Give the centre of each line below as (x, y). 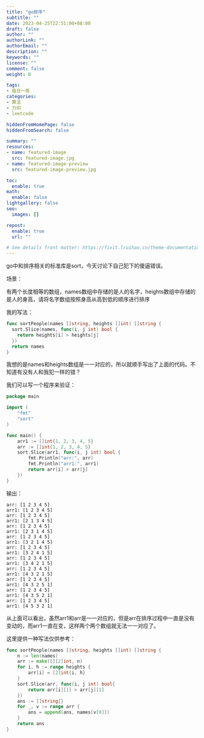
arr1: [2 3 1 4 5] (29, 531)
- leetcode (20, 113)
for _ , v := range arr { (49, 707)
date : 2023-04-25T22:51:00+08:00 (49, 23)
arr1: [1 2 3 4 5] (29, 510)
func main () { (24, 435)
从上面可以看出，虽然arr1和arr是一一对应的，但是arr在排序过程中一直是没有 (100, 618)
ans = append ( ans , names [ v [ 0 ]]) (69, 712)
